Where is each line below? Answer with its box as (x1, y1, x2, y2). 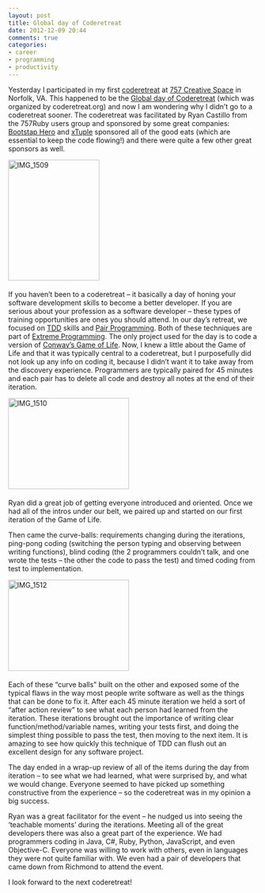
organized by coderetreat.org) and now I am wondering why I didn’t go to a (8, 101, 253, 111)
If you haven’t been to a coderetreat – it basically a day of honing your (8, 289, 237, 299)
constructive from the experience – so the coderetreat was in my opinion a (8, 788, 252, 797)
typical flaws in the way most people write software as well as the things (8, 688, 244, 697)
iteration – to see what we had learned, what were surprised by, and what (8, 770, 248, 780)
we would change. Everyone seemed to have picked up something (8, 779, 225, 788)
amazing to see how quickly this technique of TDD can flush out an (8, 738, 227, 748)
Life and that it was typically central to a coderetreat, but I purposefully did (8, 348, 252, 357)
